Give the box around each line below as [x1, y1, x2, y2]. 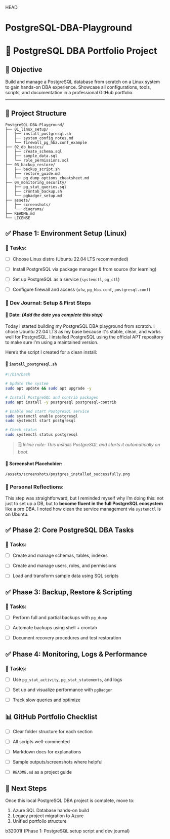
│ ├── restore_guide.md [5, 171, 60, 176]
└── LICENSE [5, 215, 30, 220]
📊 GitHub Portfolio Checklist [5, 712, 98, 721]
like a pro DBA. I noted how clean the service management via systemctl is [5, 506, 161, 512]
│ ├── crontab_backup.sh [5, 189, 62, 194]
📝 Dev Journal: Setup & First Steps [5, 299, 91, 306]
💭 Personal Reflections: [5, 483, 64, 490]
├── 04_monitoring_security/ [5, 180, 67, 185]
